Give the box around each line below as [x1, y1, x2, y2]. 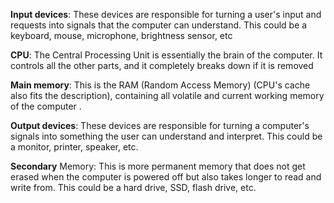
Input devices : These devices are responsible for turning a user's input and [10, 9, 322, 20]
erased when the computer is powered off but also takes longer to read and [10, 171, 322, 183]
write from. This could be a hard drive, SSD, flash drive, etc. [10, 182, 257, 193]
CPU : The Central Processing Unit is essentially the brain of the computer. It [10, 49, 323, 61]
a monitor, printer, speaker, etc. [10, 141, 139, 153]
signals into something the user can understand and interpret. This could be [10, 130, 323, 142]
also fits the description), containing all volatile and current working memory [10, 90, 325, 101]
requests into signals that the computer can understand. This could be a [10, 19, 308, 31]
